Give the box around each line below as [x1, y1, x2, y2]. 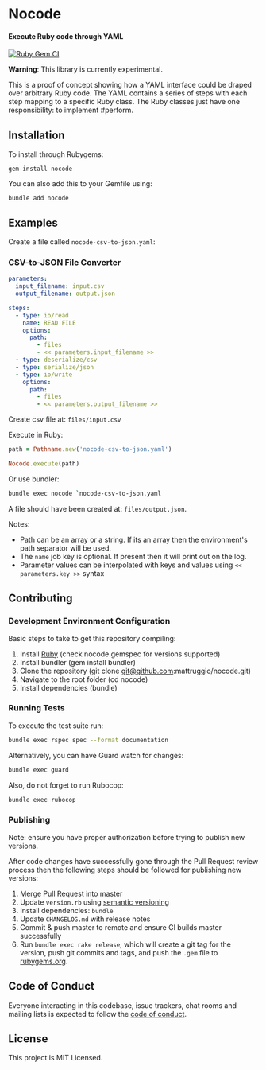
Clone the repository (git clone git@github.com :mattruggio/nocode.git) [19, 666, 252, 675]
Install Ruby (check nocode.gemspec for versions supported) [19, 649, 221, 659]
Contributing [8, 592, 73, 605]
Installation [8, 128, 65, 142]
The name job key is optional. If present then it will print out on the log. [19, 551, 247, 561]
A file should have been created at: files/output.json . [8, 504, 187, 513]
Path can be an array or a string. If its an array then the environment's [19, 535, 248, 544]
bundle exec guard [8, 765, 69, 774]
